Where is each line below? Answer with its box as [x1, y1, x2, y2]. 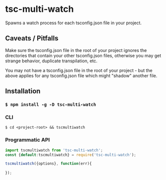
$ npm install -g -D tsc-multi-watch [5, 102, 97, 107]
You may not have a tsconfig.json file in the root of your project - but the [5, 67, 153, 73]
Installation [5, 87, 41, 95]
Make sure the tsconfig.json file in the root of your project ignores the [5, 47, 147, 53]
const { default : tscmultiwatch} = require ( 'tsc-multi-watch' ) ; [5, 152, 136, 157]
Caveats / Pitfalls [5, 34, 58, 43]
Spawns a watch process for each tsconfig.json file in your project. [5, 20, 142, 26]
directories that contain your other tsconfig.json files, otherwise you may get [5, 52, 162, 58]
